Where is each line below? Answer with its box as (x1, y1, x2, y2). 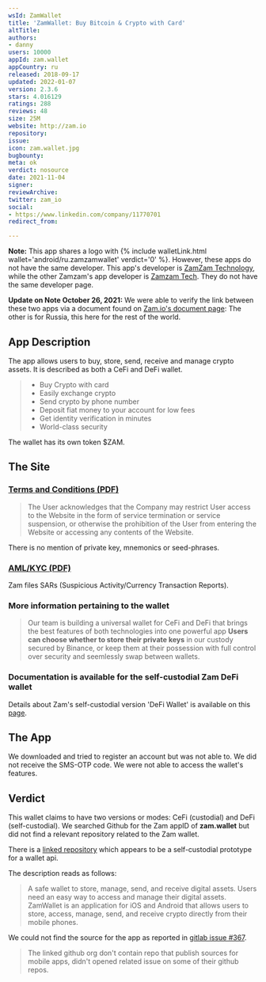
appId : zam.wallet (8, 56, 69, 64)
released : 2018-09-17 (8, 70, 80, 78)
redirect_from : (8, 218, 59, 226)
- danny (8, 41, 34, 49)
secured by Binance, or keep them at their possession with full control (27, 643, 256, 653)
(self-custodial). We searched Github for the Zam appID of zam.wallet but (8, 821, 249, 831)
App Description (8, 335, 91, 348)
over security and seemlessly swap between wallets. (27, 652, 200, 661)
